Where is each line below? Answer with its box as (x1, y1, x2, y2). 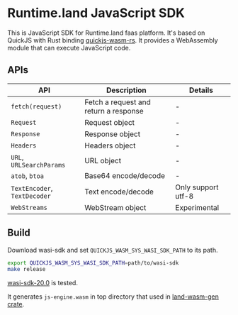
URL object (84, 155, 122, 165)
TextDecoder (11, 192, 52, 200)
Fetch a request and (84, 97, 151, 107)
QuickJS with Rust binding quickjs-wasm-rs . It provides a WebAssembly (7, 35, 218, 44)
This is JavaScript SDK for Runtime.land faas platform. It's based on (7, 28, 205, 37)
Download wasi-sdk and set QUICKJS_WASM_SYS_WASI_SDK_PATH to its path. (7, 245, 218, 254)
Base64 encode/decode (84, 170, 165, 180)
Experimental (175, 202, 220, 212)
